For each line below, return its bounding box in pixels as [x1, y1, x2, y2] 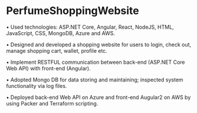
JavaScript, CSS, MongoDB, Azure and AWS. [6, 29, 116, 36]
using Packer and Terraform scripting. [6, 100, 98, 107]
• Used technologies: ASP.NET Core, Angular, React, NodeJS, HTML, [6, 23, 174, 30]
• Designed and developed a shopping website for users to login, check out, [6, 41, 192, 48]
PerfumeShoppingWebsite [6, 4, 140, 18]
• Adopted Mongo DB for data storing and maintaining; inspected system [6, 76, 184, 83]
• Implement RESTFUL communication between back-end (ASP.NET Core [6, 59, 185, 66]
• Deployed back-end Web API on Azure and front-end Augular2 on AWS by [6, 94, 191, 101]
